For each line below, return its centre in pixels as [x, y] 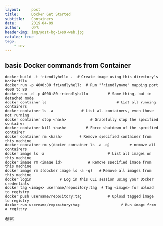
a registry [16, 209]
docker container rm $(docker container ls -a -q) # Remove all [81, 145]
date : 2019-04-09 [29, 23]
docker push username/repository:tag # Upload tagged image [79, 196]
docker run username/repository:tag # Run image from [81, 205]
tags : [10, 41]
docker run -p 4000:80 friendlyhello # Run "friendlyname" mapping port [82, 85]
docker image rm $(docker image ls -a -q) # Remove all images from [78, 171]
